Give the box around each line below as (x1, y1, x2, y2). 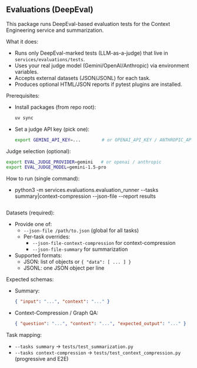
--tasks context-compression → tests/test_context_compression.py (14, 349, 181, 356)
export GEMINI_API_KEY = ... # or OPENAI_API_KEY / (14, 137, 158, 143)
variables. (14, 68, 39, 75)
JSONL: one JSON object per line (23, 264, 105, 271)
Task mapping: (6, 331, 42, 339)
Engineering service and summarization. (6, 26, 104, 34)
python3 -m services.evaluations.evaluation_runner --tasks (14, 187, 159, 194)
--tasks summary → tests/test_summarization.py (14, 343, 133, 350)
